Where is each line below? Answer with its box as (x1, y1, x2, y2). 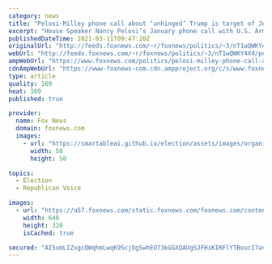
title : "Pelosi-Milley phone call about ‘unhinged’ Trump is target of (8, 19, 255, 28)
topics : (8, 169, 35, 177)
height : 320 (23, 221, 63, 229)
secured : (8, 244, 38, 252)
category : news (8, 11, 60, 20)
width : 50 (29, 147, 63, 155)
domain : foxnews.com (15, 125, 85, 133)
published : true (8, 95, 63, 103)
